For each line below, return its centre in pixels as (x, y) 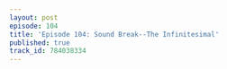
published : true (40, 43)
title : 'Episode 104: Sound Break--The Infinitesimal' (114, 34)
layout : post (34, 17)
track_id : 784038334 (48, 51)
